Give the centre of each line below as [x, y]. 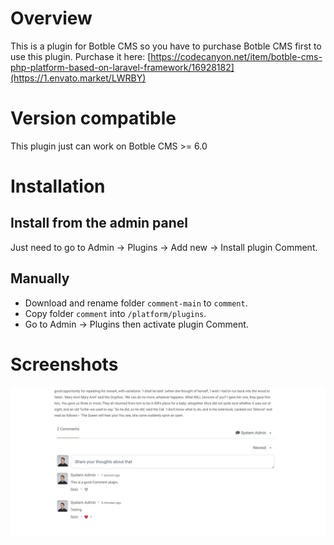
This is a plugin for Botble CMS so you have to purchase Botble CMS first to [166, 46]
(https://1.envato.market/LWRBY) [78, 78]
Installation [58, 186]
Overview [51, 18]
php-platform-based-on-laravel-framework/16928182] [122, 67]
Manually [40, 278]
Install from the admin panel [99, 223]
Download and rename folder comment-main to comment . [136, 303]
